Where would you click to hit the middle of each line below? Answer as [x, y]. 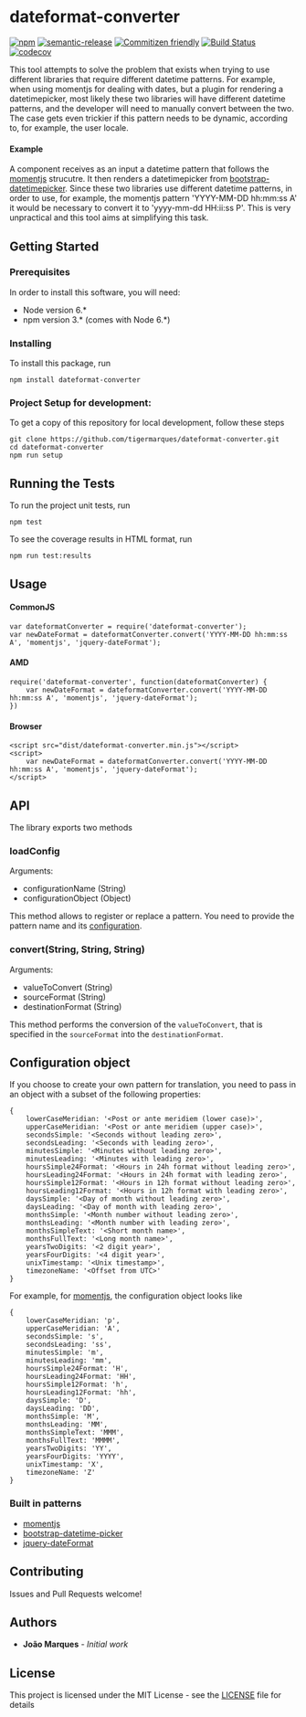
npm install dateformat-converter [75, 380]
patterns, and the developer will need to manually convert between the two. [152, 108]
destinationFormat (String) [72, 1006]
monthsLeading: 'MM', [67, 1425]
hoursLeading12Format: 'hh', [81, 1393]
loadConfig [35, 851]
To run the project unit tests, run [70, 505]
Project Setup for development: [81, 403]
